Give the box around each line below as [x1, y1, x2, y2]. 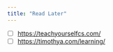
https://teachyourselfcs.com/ [17, 29, 101, 37]
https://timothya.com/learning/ [17, 37, 106, 45]
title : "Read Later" [7, 10, 68, 17]
